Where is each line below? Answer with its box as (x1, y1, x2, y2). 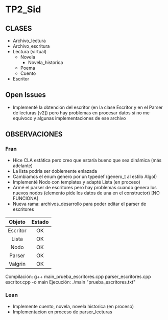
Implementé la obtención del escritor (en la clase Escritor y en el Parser (12, 104, 163, 110)
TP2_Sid (5, 4, 41, 15)
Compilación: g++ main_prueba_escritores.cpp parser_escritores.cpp (5, 273, 151, 279)
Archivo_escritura (12, 43, 50, 49)
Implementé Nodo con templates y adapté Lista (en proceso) (12, 178, 140, 185)
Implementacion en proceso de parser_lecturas (12, 309, 112, 315)
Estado (31, 218, 49, 225)
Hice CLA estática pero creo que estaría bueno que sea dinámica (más (12, 157, 162, 163)
